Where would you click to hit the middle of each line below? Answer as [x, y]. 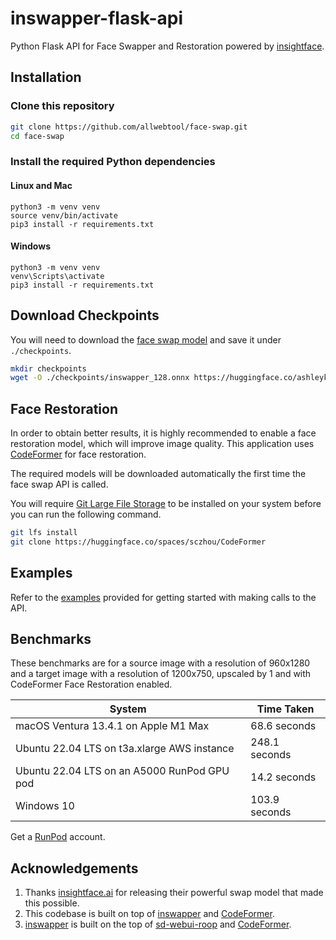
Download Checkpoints [85, 315]
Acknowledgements [74, 868]
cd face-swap [37, 136]
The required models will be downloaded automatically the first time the [158, 474]
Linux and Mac [41, 185]
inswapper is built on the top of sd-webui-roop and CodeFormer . [158, 924]
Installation [46, 77]
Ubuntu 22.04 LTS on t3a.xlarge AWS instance [125, 749]
